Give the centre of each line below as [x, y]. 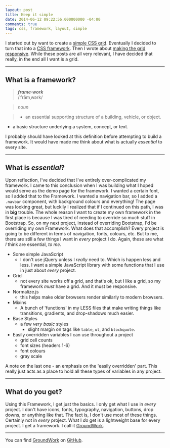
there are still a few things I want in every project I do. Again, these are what [84, 239]
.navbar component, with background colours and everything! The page [80, 201]
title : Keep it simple [29, 15]
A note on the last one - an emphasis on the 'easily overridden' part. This [81, 366]
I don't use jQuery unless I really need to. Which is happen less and [90, 259]
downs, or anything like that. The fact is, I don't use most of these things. [81, 415]
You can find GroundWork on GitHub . [44, 440]
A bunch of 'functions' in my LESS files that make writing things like [90, 308]
